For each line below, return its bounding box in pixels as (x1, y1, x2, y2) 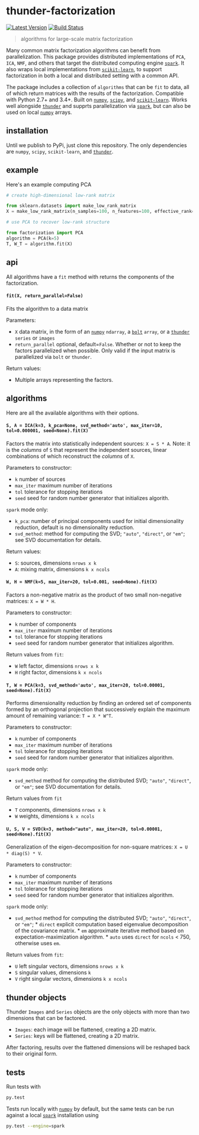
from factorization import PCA (6, 230, 84, 236)
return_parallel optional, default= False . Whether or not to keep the (14, 340, 182, 347)
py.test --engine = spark (6, 1123, 65, 1129)
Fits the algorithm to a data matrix (6, 305, 89, 312)
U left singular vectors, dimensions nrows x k (14, 962, 124, 970)
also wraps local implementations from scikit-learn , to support (6, 65, 162, 72)
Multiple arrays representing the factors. (14, 376, 114, 383)
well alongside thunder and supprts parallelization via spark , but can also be (6, 102, 191, 109)
